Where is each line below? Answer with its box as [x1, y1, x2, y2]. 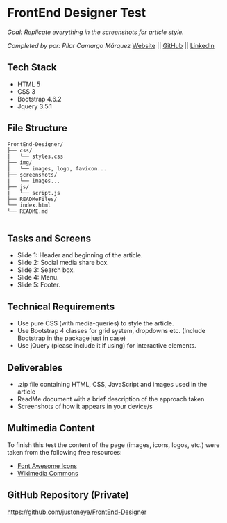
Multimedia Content [7, 422, 96, 434]
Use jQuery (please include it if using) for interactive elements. [17, 341, 196, 350]
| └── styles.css [7, 153, 64, 160]
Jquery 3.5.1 [17, 102, 52, 111]
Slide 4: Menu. [17, 273, 59, 282]
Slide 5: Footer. [17, 280, 61, 289]
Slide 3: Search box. [17, 266, 75, 274]
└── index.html [7, 202, 51, 209]
